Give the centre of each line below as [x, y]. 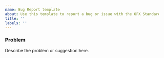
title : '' [15, 18]
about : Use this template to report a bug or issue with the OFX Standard [83, 14]
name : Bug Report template [32, 9]
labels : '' [16, 23]
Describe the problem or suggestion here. [47, 50]
